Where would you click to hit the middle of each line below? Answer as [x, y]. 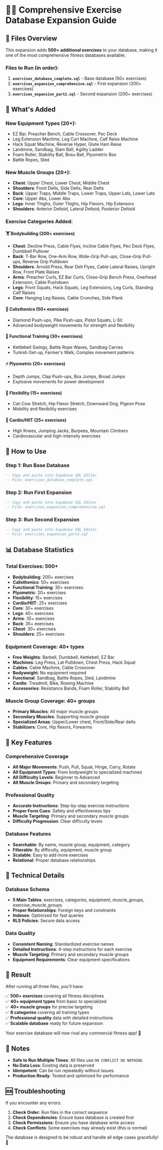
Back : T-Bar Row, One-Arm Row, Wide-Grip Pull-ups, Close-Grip [77, 257]
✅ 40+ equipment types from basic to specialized [56, 1001]
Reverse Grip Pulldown [45, 262]
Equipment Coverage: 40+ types [45, 647]
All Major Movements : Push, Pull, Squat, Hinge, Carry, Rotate [74, 767]
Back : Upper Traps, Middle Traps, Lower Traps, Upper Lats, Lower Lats [84, 193]
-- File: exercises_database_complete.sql [49, 480]
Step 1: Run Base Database [38, 465]
